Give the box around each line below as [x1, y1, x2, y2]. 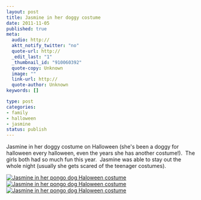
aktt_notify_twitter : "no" [11, 43, 79, 49]
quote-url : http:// [11, 48, 61, 54]
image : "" [11, 71, 36, 77]
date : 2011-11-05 [6, 20, 50, 26]
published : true [6, 25, 47, 32]
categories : [6, 104, 36, 110]
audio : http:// [11, 37, 50, 43]
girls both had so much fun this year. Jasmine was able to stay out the [6, 156, 182, 163]
